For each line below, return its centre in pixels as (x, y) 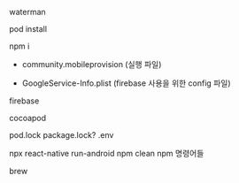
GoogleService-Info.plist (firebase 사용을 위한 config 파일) (126, 83)
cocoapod (28, 118)
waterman (27, 12)
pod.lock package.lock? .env (62, 135)
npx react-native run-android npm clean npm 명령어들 (107, 153)
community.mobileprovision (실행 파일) (92, 64)
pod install (28, 29)
